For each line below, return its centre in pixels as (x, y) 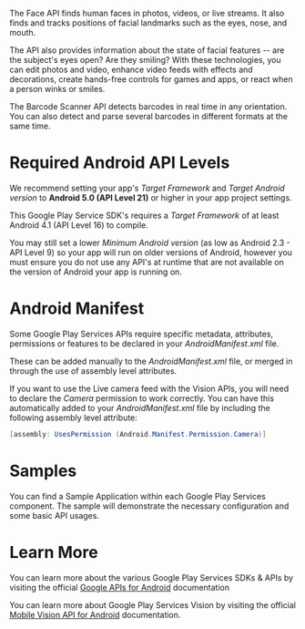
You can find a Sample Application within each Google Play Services (137, 496)
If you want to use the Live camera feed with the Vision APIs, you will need (149, 388)
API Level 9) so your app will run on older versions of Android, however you (151, 252)
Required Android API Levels (120, 163)
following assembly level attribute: (74, 418)
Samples (43, 471)
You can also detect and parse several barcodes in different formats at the (149, 116)
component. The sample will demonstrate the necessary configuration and (149, 506)
